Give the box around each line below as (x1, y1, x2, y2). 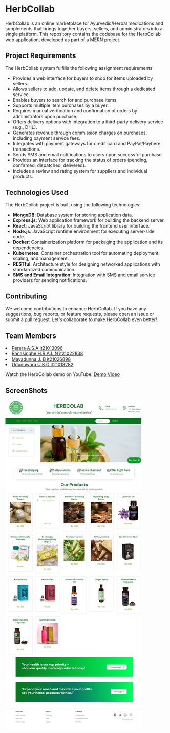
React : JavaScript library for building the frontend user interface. (12, 222, 150, 229)
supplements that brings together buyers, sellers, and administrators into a (5, 25, 163, 31)
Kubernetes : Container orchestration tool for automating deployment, (12, 250, 160, 256)
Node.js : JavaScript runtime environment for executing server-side (12, 228, 155, 234)
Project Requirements (5, 51, 76, 60)
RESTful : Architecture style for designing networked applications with (12, 260, 160, 267)
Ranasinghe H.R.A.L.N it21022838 (12, 350, 83, 357)
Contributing (5, 292, 47, 300)
